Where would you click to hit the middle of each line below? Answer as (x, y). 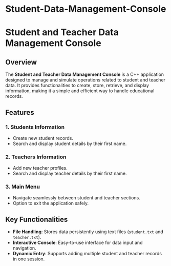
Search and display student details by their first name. (70, 144)
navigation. (25, 248)
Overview (21, 62)
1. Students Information (35, 127)
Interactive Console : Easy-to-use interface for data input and (78, 243)
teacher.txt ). (27, 237)
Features (20, 112)
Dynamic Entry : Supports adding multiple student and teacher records (87, 254)
